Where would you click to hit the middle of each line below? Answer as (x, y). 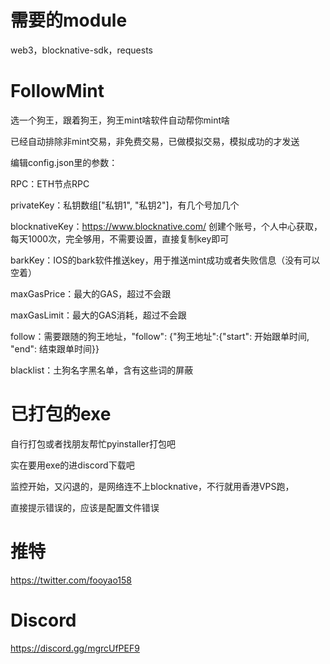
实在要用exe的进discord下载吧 (72, 465)
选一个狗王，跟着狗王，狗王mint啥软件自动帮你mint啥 (120, 120)
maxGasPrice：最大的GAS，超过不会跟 (91, 293)
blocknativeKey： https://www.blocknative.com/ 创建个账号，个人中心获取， (166, 226)
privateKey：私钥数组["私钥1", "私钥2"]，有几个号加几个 (125, 205)
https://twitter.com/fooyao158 (71, 580)
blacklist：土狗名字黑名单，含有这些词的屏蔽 (102, 370)
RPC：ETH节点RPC (50, 183)
